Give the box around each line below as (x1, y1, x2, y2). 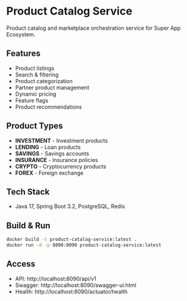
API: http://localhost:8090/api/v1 (15, 275, 97, 282)
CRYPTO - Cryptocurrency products (15, 163, 106, 170)
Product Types (6, 121, 63, 131)
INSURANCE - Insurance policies (15, 156, 98, 163)
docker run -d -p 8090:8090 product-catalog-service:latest (6, 242, 162, 248)
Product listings (15, 64, 55, 72)
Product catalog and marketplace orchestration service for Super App (6, 24, 181, 32)
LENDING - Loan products (15, 143, 81, 150)
